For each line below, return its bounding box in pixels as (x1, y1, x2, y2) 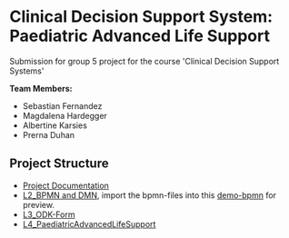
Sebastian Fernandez (22, 100, 103, 111)
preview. (22, 199, 55, 210)
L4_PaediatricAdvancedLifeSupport (22, 218, 156, 229)
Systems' (9, 65, 45, 76)
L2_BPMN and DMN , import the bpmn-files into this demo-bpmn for (22, 189, 277, 201)
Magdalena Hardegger (22, 110, 107, 121)
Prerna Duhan (22, 129, 75, 140)
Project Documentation (22, 180, 109, 191)
